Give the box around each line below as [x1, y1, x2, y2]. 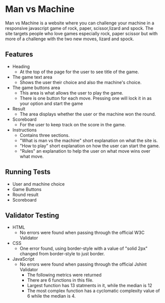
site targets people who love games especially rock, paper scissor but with [5, 30, 158, 36]
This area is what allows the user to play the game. [19, 90, 124, 96]
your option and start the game [19, 101, 83, 106]
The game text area [12, 74, 53, 80]
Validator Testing [5, 211, 59, 219]
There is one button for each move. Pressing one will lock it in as [19, 95, 152, 101]
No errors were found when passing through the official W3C [19, 230, 145, 236]
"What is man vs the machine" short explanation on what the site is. [19, 137, 158, 143]
